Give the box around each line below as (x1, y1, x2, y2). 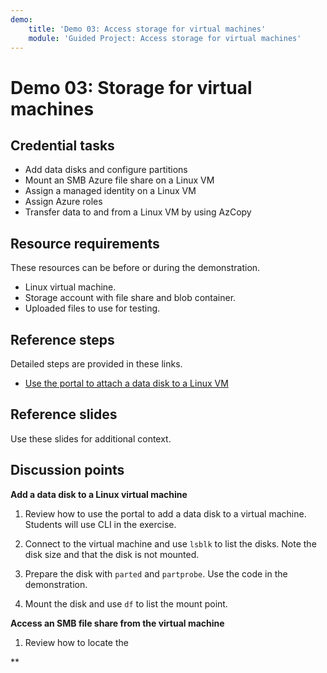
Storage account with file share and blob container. (24, 292, 237, 304)
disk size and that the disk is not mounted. (24, 548, 200, 560)
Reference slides (10, 406, 118, 423)
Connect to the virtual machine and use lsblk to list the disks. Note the (24, 537, 317, 550)
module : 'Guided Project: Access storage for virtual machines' (28, 33, 302, 43)
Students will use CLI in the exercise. (24, 518, 177, 530)
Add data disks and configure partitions (24, 164, 188, 176)
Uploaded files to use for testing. (24, 302, 161, 315)
